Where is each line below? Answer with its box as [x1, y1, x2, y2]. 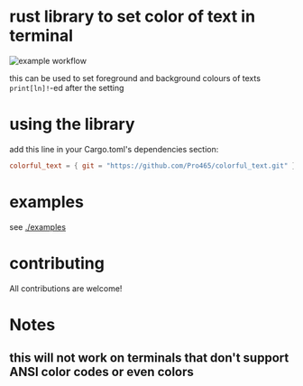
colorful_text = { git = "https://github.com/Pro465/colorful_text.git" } [9, 161, 297, 170]
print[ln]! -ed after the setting [9, 82, 124, 93]
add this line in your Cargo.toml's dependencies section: [9, 143, 219, 154]
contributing [9, 253, 106, 273]
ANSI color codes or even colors [9, 364, 194, 380]
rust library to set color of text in [9, 6, 255, 27]
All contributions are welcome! [9, 282, 123, 294]
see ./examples [9, 221, 66, 232]
